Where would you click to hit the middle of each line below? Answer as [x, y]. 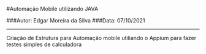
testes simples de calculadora [44, 44]
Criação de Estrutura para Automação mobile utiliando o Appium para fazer [101, 38]
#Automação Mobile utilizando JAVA [52, 9]
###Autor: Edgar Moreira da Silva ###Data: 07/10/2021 [76, 20]
